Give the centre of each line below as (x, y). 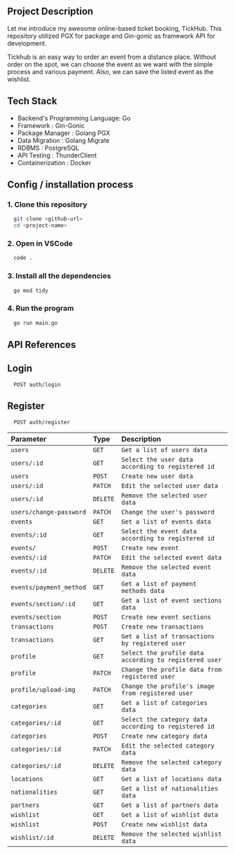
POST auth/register (42, 422)
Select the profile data (163, 653)
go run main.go (36, 323)
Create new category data (164, 736)
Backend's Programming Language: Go (74, 118)
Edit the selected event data (172, 557)
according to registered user (172, 660)
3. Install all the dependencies (59, 276)
